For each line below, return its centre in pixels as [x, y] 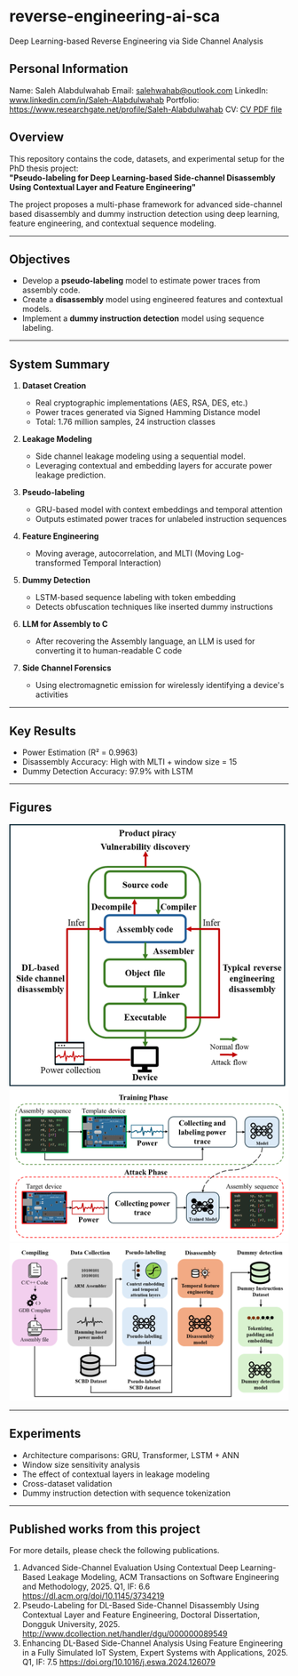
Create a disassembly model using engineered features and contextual [153, 300]
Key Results [43, 731]
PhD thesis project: [44, 168]
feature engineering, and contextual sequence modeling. [113, 223]
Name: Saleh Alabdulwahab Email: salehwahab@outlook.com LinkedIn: [139, 90]
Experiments [45, 1434]
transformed [58, 563]
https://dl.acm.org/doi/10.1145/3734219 [93, 1596]
